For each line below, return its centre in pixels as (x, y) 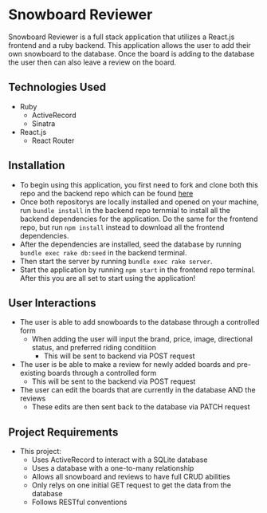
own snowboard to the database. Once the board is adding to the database (132, 53)
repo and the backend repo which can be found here (106, 193)
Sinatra (43, 123)
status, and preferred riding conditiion (94, 348)
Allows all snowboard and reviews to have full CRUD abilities (131, 477)
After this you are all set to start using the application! (108, 278)
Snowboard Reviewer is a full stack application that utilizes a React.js (122, 37)
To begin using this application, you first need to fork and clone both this (139, 184)
